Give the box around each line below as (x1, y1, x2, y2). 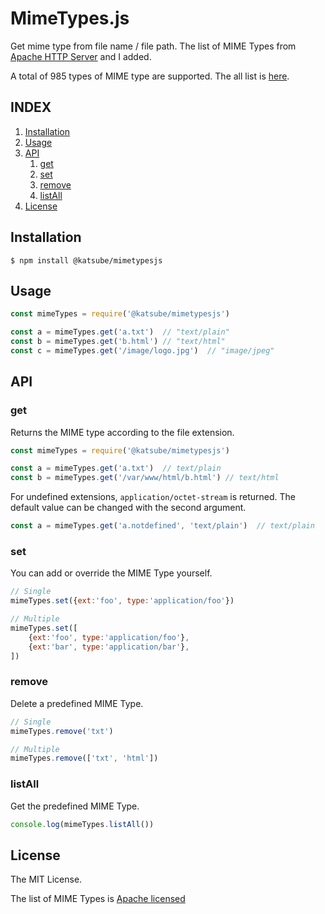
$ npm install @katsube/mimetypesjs (10, 255, 163, 266)
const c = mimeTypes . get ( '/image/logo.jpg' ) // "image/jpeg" (10, 346, 275, 356)
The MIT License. (10, 873, 83, 886)
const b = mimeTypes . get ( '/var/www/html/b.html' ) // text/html (10, 473, 280, 483)
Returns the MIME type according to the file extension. (10, 426, 235, 438)
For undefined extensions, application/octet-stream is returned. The (10, 491, 297, 503)
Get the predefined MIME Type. (10, 800, 140, 812)
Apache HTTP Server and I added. (10, 50, 152, 62)
